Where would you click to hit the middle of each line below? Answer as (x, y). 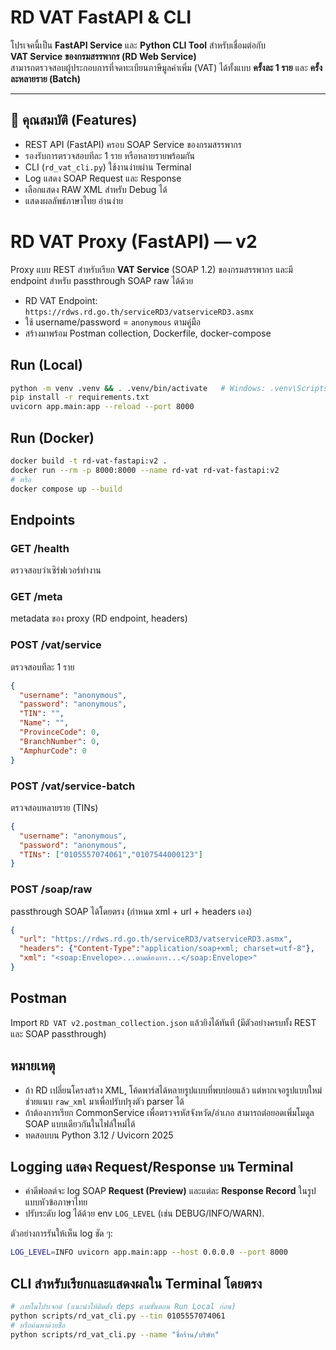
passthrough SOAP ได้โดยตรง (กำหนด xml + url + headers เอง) (131, 911)
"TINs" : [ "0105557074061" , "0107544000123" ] (111, 854)
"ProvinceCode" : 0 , (60, 732)
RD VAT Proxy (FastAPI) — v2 (134, 241)
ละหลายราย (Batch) (45, 78)
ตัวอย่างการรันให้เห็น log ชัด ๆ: (61, 1233)
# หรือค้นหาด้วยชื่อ (38, 1325)
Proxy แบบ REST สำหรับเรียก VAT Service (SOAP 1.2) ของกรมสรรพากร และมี (151, 269)
